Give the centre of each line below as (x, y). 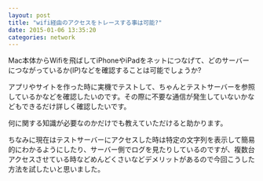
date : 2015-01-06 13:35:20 (52, 30)
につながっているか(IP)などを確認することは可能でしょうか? (105, 71)
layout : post (29, 15)
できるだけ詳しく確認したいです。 (76, 107)
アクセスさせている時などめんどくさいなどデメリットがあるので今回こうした (131, 159)
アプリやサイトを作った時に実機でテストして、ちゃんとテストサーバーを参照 (131, 87)
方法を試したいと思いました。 (56, 169)
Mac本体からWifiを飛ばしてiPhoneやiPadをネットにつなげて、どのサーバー (129, 60)
